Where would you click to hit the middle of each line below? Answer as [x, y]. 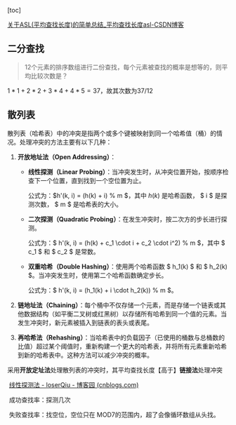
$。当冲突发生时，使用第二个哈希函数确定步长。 [98, 275]
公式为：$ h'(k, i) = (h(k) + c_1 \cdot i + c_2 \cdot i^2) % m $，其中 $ [127, 243]
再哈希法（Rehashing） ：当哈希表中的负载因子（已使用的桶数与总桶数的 [121, 337]
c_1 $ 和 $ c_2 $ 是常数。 [64, 251]
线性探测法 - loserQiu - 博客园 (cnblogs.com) [74, 384]
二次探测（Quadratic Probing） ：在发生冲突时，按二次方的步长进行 [124, 219]
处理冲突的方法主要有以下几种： [66, 142]
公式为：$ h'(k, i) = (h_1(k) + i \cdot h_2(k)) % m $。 [103, 290]
